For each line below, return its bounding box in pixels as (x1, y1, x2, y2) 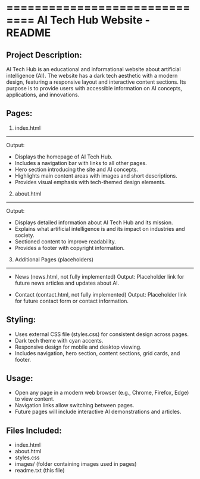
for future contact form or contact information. (14, 297, 129, 304)
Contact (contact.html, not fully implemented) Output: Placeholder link (14, 291, 187, 298)
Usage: (6, 373, 34, 383)
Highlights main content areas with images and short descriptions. (14, 172, 177, 179)
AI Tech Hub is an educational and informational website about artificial (6, 66, 181, 72)
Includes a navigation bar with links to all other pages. (14, 159, 147, 166)
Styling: (6, 315, 36, 325)
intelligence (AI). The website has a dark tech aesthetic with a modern (6, 72, 178, 79)
